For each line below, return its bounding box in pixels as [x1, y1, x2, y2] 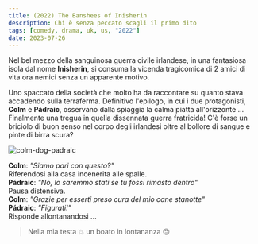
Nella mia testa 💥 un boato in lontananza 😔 [27, 227, 171, 237]
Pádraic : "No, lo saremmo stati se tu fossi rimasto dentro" [8, 178, 198, 188]
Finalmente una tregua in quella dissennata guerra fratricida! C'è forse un [8, 113, 248, 123]
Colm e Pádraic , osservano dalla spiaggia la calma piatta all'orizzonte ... [8, 105, 245, 114]
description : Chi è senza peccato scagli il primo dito [8, 19, 197, 27]
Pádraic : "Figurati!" [8, 203, 71, 213]
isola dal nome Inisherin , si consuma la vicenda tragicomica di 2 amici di [8, 64, 246, 74]
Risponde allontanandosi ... [8, 211, 97, 221]
